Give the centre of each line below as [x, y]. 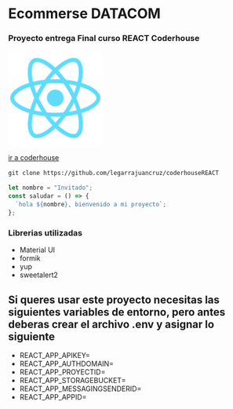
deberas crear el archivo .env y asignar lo [111, 324]
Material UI [37, 250]
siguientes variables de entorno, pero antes [117, 312]
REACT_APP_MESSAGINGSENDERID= [80, 389]
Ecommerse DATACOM [84, 14]
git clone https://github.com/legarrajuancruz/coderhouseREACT [114, 173]
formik [30, 258]
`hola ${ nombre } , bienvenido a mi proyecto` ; [91, 205]
